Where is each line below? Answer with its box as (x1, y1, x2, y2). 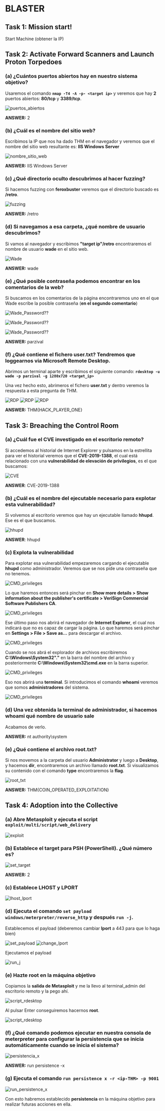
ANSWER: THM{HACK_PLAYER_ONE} (5, 407, 83, 413)
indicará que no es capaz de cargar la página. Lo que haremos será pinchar (5, 625, 160, 631)
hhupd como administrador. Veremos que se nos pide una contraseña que (5, 565, 157, 571)
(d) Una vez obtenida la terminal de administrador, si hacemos (5, 707, 158, 714)
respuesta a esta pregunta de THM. (5, 388, 78, 394)
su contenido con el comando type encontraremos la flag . (5, 768, 124, 774)
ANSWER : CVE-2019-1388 (5, 482, 59, 488)
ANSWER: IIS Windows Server (5, 163, 68, 168)
